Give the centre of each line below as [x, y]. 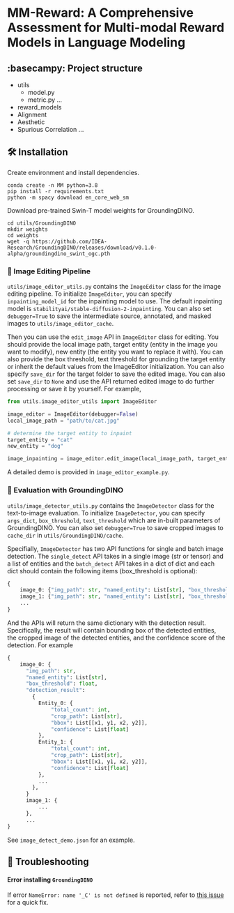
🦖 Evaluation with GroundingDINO [65, 490]
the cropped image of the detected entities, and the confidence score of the [116, 637]
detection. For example [40, 645]
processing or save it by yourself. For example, [74, 389]
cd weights [23, 235]
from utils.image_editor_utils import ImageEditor [82, 402]
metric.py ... [45, 100]
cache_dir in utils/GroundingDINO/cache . [65, 535]
